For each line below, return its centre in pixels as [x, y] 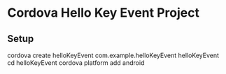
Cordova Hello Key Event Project [103, 13]
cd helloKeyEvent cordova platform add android [76, 63]
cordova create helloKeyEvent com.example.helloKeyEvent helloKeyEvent [113, 55]
